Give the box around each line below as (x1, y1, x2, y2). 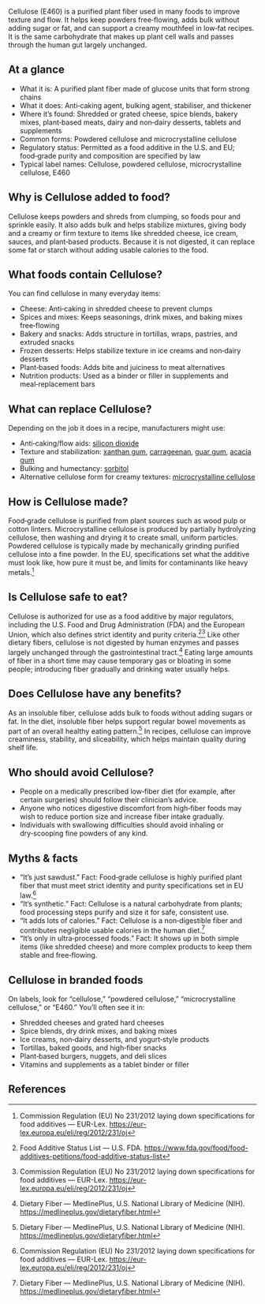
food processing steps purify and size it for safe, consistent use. (19, 907, 230, 917)
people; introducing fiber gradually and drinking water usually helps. (8, 664, 230, 674)
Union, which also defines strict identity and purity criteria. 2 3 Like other (8, 628, 241, 639)
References (8, 1082, 66, 1096)
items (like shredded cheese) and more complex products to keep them (19, 942, 252, 951)
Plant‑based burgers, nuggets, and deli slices (19, 1052, 167, 1061)
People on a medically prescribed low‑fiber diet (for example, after (19, 787, 236, 796)
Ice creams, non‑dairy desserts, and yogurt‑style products (19, 1035, 210, 1044)
